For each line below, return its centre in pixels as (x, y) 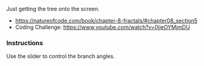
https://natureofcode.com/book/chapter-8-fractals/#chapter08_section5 (106, 20)
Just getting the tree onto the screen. (53, 9)
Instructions (25, 43)
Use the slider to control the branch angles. (61, 56)
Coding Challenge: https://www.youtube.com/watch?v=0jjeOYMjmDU (103, 27)
